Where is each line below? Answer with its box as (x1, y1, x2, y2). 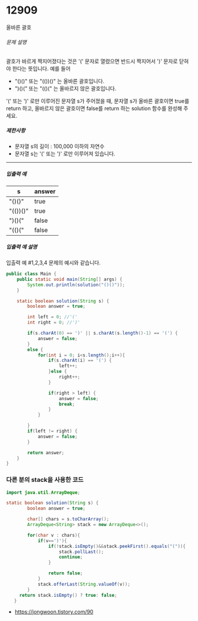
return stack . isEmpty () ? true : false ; (19, 592, 117, 598)
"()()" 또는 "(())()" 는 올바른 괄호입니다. (14, 78, 105, 85)
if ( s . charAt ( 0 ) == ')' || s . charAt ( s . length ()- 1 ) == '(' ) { (27, 331, 178, 336)
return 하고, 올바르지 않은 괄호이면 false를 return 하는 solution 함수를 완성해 (6, 105, 183, 112)
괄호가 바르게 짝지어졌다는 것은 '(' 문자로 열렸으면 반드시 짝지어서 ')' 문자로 (6, 58, 178, 65)
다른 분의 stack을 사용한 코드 (6, 475, 84, 484)
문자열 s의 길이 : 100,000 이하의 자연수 (14, 143, 105, 150)
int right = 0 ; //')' (27, 319, 81, 326)
